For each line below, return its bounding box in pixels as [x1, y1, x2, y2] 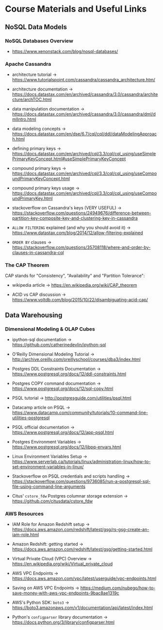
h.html [12, 136, 25, 142]
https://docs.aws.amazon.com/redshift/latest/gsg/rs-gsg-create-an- [12, 527, 149, 533]
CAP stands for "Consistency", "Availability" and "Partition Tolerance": [5, 273, 145, 278]
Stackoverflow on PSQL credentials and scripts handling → [12, 473, 130, 479]
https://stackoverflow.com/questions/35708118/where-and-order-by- [12, 244, 151, 250]
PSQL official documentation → [12, 425, 75, 430]
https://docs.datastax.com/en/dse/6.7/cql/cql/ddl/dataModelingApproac [12, 131, 157, 137]
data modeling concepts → [12, 126, 66, 132]
